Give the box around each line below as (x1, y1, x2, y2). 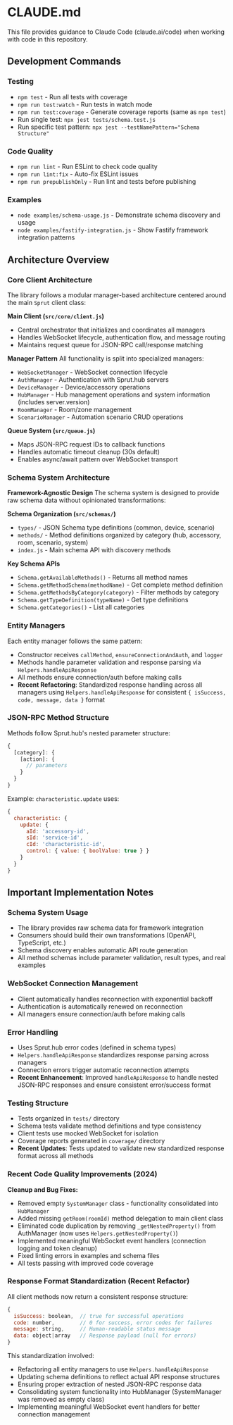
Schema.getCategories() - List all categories (17, 603, 145, 611)
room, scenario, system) (17, 538, 89, 547)
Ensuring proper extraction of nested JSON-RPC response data (17, 1380, 202, 1388)
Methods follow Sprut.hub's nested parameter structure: (7, 728, 171, 737)
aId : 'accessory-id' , (25, 828, 90, 835)
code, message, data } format (17, 695, 106, 704)
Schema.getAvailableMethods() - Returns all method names (17, 573, 189, 582)
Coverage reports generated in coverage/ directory (17, 1137, 165, 1145)
